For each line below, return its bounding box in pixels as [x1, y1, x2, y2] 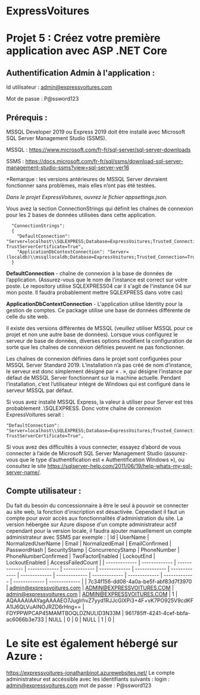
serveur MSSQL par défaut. [6, 387, 73, 394]
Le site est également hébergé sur [6, 637, 179, 650]
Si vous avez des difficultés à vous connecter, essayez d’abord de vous [6, 443, 182, 451]
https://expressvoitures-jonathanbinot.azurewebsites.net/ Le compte [6, 669, 175, 676]
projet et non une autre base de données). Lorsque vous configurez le [6, 331, 179, 338]
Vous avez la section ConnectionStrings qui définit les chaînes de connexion [6, 205, 193, 212]
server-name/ [6, 469, 40, 476]
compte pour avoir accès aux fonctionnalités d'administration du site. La [6, 514, 183, 522]
